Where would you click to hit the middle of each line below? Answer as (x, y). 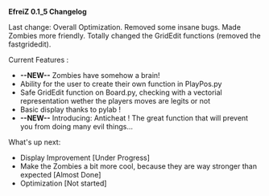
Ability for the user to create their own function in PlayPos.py (121, 84)
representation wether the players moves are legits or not (115, 101)
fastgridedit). (30, 44)
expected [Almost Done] (60, 175)
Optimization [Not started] (63, 183)
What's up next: (35, 142)
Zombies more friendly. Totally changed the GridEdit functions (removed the (134, 36)
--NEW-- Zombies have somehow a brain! (90, 75)
